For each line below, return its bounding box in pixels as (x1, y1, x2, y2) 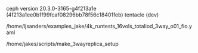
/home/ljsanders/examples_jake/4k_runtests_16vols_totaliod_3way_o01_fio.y (6, 23, 193, 29)
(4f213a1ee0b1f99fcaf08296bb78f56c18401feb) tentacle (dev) (6, 11, 159, 18)
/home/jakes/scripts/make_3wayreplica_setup (6, 41, 119, 47)
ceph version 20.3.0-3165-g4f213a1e (6, 5, 97, 12)
